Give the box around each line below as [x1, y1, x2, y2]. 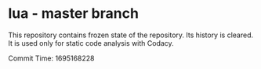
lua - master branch [8, 5, 140, 22]
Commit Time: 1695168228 [8, 53, 96, 63]
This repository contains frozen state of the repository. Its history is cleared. [8, 30, 253, 40]
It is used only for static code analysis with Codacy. [8, 38, 174, 47]
